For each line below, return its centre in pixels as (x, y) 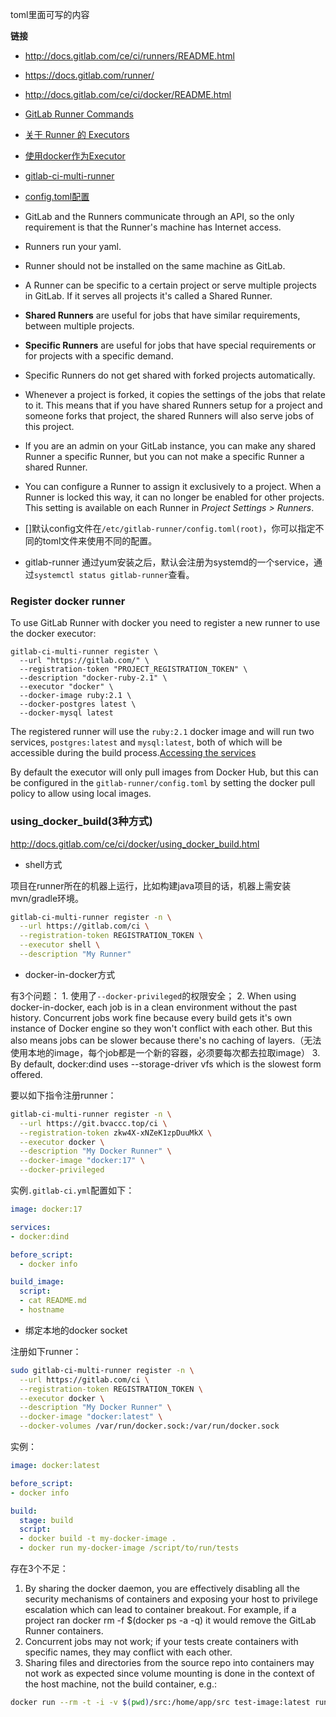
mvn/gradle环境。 (47, 898)
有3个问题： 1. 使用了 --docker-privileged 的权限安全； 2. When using (153, 995)
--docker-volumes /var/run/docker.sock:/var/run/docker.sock (149, 1426)
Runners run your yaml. (73, 246)
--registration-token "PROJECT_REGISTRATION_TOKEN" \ (133, 669)
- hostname (42, 1310)
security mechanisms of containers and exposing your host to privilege (171, 1599)
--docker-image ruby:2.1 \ (75, 696)
